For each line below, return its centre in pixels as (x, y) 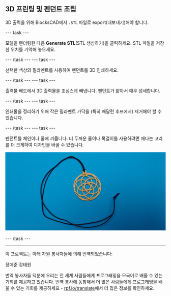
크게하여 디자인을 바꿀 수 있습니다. (50, 144)
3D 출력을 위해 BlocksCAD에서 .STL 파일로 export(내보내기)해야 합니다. (77, 22)
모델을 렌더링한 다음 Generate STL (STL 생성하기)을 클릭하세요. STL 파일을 (80, 43)
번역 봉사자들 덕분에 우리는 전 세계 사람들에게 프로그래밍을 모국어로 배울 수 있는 (84, 276)
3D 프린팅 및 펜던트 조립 (41, 9)
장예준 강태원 (18, 265)
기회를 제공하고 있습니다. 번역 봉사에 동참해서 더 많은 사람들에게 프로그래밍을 (81, 282)
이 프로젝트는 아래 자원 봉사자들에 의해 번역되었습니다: (59, 254)
